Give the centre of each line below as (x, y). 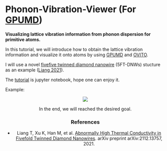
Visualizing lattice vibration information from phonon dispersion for (78, 34)
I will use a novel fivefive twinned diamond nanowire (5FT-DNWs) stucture (83, 64)
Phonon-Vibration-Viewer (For (71, 9)
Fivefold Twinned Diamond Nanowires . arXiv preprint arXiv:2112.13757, (89, 138)
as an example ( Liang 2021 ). (35, 70)
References (85, 122)
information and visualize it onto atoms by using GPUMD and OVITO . (77, 55)
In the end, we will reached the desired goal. (85, 109)
